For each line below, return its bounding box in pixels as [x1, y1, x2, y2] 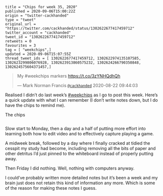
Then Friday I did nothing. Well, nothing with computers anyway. [5, 165, 135, 171]
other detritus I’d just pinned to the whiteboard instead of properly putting [5, 151, 154, 156]
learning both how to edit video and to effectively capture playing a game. [5, 131, 154, 136]
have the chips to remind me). [5, 103, 65, 108]
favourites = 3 [5, 43, 36, 48]
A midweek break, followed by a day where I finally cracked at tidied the [5, 140, 150, 146]
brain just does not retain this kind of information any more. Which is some [5, 180, 155, 186]
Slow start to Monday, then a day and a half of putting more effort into [5, 126, 146, 131]
